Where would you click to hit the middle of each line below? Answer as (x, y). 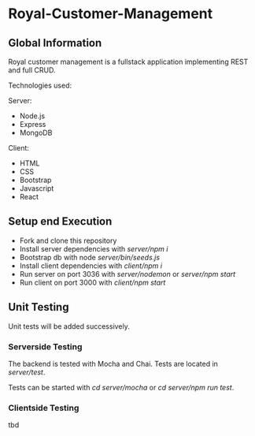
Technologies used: (40, 85)
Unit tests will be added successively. (69, 326)
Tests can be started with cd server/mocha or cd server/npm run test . (121, 387)
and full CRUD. (32, 70)
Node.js (32, 116)
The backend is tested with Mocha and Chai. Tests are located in (113, 363)
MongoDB (36, 132)
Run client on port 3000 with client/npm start (92, 282)
